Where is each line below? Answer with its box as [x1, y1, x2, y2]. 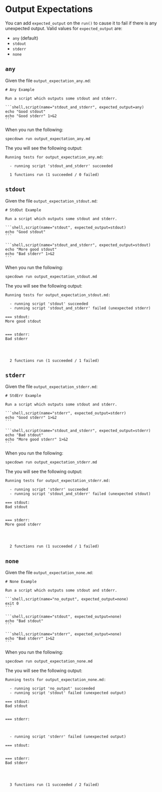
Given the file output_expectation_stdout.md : [5, 197, 98, 203]
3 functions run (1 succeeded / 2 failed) [9, 782, 99, 787]
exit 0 [5, 601, 19, 606]
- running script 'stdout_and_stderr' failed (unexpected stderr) [9, 305, 151, 310]
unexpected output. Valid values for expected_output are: [5, 25, 122, 31]
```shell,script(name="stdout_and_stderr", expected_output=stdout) [5, 242, 151, 247]
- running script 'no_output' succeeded [9, 686, 95, 691]
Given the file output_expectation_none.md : [5, 569, 93, 575]
